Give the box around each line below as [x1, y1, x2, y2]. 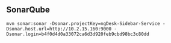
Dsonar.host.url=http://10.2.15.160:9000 [6, 26, 112, 32]
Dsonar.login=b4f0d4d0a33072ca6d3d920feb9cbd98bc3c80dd [6, 31, 149, 37]
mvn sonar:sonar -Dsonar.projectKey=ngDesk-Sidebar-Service [6, 20, 161, 26]
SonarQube [6, 5, 50, 15]
